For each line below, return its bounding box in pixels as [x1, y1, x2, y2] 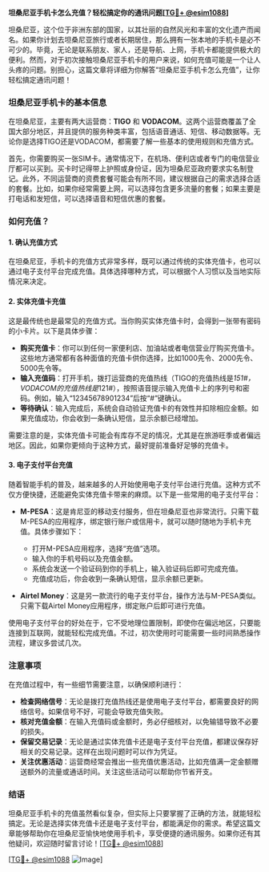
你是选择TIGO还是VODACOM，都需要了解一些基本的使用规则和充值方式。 [14, 136, 259, 147]
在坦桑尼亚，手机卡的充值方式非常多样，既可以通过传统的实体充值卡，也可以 [8, 257, 261, 266]
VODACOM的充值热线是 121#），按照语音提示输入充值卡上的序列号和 [19, 383, 243, 392]
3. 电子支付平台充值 [8, 460, 74, 470]
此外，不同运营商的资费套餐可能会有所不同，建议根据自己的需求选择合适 [22, 174, 261, 184]
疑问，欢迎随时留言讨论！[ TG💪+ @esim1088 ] [14, 838, 164, 849]
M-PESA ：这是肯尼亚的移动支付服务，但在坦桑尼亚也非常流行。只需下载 [19, 506, 259, 516]
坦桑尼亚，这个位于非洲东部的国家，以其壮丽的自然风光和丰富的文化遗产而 [8, 25, 254, 34]
